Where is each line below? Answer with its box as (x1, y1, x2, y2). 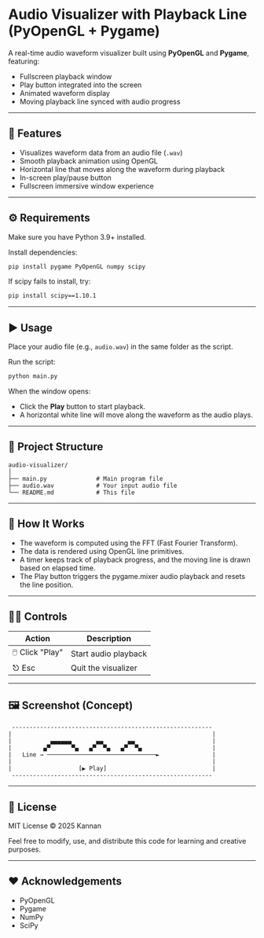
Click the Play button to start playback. (19, 402, 146, 411)
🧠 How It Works (8, 517, 85, 531)
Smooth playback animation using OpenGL (19, 156, 159, 166)
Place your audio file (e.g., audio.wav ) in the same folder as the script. (8, 342, 233, 351)
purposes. (8, 845, 42, 854)
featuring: (8, 57, 40, 66)
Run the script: (8, 357, 56, 367)
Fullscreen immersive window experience (19, 181, 155, 190)
